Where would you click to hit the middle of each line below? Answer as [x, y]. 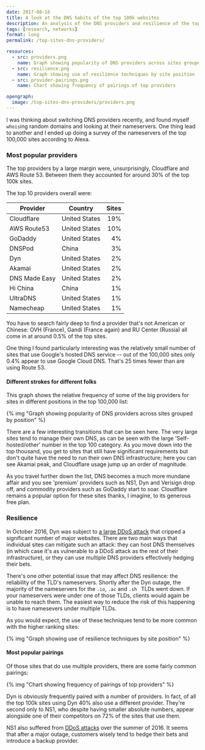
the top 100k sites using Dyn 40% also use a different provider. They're [96, 703]
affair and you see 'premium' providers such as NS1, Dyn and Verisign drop [101, 483]
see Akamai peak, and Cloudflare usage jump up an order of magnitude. [97, 464]
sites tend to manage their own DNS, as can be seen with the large [90, 439]
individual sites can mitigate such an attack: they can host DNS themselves [101, 544]
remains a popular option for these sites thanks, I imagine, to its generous [99, 496]
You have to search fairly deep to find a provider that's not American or [96, 323]
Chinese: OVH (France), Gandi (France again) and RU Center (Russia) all [97, 330]
